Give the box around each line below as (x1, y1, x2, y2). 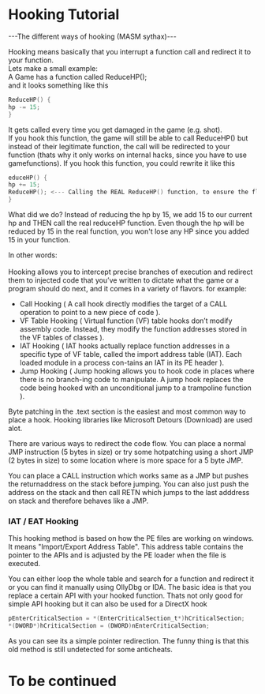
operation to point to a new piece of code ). (19, 308, 161, 317)
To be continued (8, 673, 117, 690)
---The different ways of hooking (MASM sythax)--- (8, 32, 177, 41)
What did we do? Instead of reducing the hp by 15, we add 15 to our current (8, 210, 252, 219)
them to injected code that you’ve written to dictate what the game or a (8, 276, 239, 285)
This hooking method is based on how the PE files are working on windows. (8, 534, 254, 543)
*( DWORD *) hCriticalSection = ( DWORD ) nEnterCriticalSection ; (8, 622, 211, 630)
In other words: (8, 250, 58, 260)
